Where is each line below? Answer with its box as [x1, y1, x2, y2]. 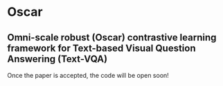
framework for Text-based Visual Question [7, 42, 196, 54]
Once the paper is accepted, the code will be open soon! [7, 72, 170, 79]
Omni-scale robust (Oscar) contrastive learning [7, 32, 217, 43]
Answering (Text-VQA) [7, 53, 108, 65]
